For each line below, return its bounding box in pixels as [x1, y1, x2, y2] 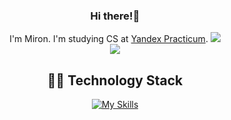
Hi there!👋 [90, 9, 140, 23]
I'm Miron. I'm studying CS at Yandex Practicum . [9, 33, 209, 45]
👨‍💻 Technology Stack [46, 72, 184, 89]
